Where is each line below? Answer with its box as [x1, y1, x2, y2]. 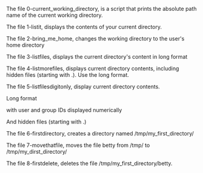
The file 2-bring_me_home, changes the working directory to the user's [6, 35, 185, 42]
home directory [6, 42, 45, 48]
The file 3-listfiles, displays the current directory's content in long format [6, 53, 188, 60]
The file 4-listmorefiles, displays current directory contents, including [6, 65, 179, 72]
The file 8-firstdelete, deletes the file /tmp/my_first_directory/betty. [6, 160, 173, 167]
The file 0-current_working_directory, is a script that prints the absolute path [6, 5, 197, 12]
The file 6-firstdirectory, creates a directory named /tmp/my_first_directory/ [6, 130, 194, 137]
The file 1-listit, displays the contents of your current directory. [6, 24, 162, 30]
